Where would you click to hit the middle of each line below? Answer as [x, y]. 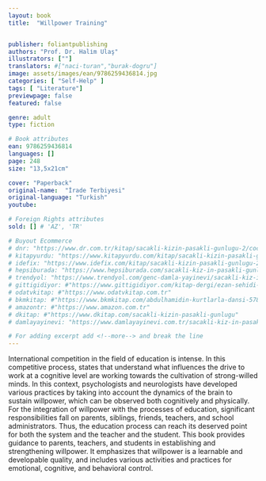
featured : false [35, 103]
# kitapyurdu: [32, 256]
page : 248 [25, 161]
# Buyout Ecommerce [40, 241]
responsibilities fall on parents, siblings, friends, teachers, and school [121, 418]
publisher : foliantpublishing [58, 44]
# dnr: [19, 248]
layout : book [30, 15]
